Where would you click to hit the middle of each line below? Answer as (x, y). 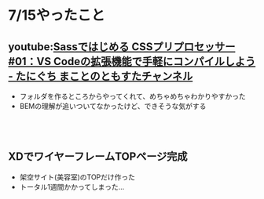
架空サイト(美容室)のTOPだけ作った (77, 177)
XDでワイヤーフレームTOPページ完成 (98, 157)
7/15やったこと (57, 15)
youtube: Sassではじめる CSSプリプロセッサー (122, 47)
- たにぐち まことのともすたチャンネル (101, 76)
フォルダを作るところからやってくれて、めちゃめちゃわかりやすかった (132, 96)
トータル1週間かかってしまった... (72, 186)
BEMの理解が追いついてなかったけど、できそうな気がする (113, 106)
